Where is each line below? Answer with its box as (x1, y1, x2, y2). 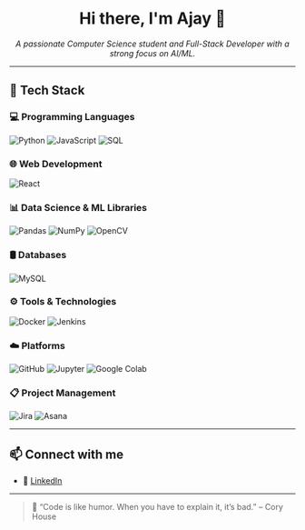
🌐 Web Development (9, 157, 103, 170)
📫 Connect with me (9, 446, 124, 462)
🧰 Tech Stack (9, 83, 85, 98)
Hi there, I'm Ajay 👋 (79, 8, 226, 29)
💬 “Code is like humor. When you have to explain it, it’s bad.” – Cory (31, 502, 284, 513)
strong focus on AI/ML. (109, 47, 196, 58)
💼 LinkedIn (22, 475, 63, 486)
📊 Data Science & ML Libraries (9, 201, 148, 214)
